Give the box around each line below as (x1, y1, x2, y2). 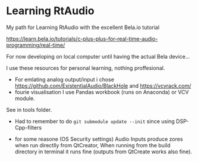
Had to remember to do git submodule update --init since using (14, 117, 175, 125)
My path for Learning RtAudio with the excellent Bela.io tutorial (6, 24, 159, 31)
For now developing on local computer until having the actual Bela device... (6, 53, 190, 60)
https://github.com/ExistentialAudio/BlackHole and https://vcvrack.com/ (14, 82, 191, 89)
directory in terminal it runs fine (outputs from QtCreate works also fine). (14, 148, 192, 155)
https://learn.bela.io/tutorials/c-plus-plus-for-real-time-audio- (6, 35, 158, 42)
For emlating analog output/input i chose (14, 76, 115, 83)
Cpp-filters (14, 124, 42, 131)
